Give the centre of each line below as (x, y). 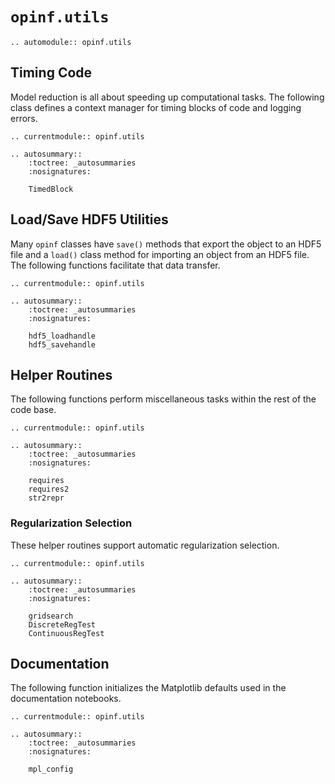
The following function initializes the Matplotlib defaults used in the (148, 688)
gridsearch (51, 616)
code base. (33, 410)
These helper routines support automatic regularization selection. (145, 545)
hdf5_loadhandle (62, 336)
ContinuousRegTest (66, 633)
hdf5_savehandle (62, 344)
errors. (24, 118)
